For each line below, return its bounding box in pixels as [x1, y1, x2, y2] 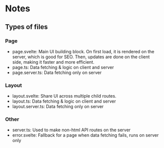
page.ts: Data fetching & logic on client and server [12, 64, 114, 70]
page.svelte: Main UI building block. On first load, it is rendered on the [12, 48, 155, 54]
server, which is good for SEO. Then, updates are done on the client [12, 54, 150, 60]
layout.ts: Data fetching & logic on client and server [12, 98, 116, 104]
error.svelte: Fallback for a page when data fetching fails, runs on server [12, 132, 159, 138]
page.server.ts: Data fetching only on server [12, 70, 102, 75]
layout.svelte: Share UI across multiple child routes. [12, 93, 117, 99]
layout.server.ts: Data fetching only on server [12, 104, 104, 110]
